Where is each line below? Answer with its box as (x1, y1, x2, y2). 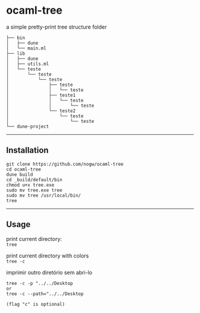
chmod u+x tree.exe (6, 182, 55, 188)
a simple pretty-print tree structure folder (6, 23, 107, 30)
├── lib (6, 50, 26, 57)
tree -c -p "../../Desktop (6, 280, 73, 286)
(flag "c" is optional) (6, 301, 65, 307)
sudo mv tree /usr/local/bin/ (6, 192, 82, 199)
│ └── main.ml (6, 45, 46, 51)
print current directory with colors (6, 252, 89, 259)
